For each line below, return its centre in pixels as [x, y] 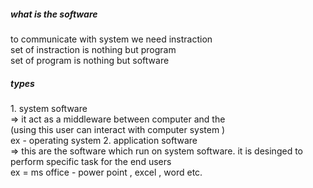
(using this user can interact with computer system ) [118, 129]
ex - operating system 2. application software [104, 140]
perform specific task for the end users [91, 161]
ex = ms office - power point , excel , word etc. [106, 172]
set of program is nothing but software [90, 60]
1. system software [49, 108]
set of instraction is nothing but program [93, 49]
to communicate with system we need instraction [111, 39]
